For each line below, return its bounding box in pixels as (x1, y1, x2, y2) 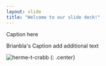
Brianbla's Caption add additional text (6, 42, 99, 49)
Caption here (6, 30, 38, 37)
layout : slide (6, 8, 42, 15)
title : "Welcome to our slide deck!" (6, 14, 101, 20)
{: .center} (50, 54, 76, 61)
